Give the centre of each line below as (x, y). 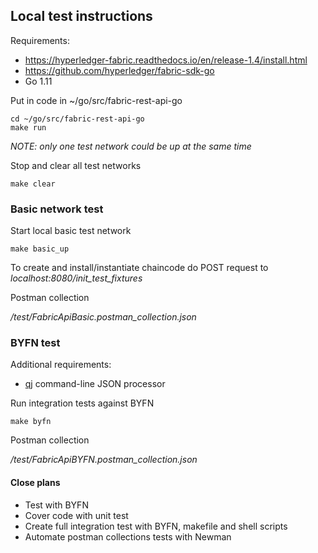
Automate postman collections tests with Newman (128, 536)
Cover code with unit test (76, 515)
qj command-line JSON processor (95, 384)
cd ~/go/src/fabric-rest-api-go (77, 119)
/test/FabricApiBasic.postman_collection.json (103, 317)
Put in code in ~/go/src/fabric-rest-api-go (96, 100)
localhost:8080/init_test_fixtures (76, 278)
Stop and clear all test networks (76, 165)
